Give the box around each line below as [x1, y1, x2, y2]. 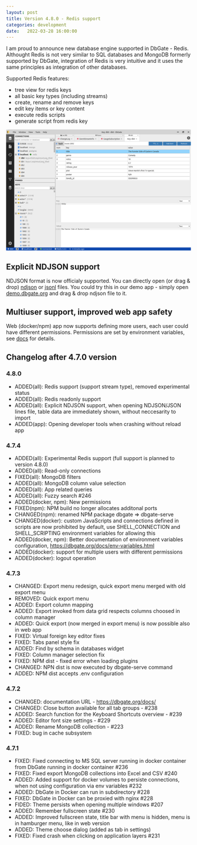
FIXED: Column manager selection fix [14, 651, 105, 658]
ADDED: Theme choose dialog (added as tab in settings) [14, 826, 151, 833]
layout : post [6, 9, 38, 15]
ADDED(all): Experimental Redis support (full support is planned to [14, 455, 175, 462]
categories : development [6, 22, 67, 28]
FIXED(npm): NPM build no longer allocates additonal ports [14, 505, 157, 512]
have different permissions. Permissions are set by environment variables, [6, 329, 185, 336]
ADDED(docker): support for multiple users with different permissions [14, 548, 183, 555]
